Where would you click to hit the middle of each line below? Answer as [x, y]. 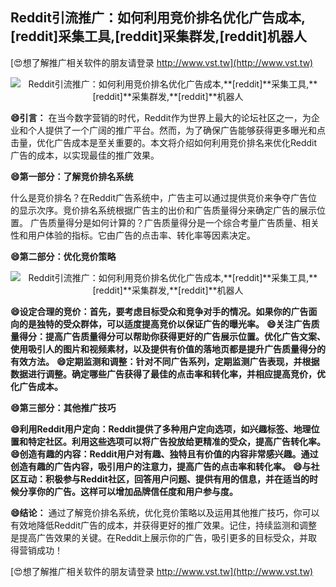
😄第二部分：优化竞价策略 [63, 256]
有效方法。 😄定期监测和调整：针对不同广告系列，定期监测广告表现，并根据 [165, 361]
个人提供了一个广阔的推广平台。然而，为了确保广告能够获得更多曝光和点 [176, 130]
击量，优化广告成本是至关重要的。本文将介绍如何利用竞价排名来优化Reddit [164, 142]
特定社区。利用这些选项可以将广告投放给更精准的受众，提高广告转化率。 [176, 441]
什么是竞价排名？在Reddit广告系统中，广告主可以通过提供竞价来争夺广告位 [164, 197]
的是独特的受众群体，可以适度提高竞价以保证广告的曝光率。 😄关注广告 [165, 324]
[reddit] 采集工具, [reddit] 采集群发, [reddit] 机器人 [158, 36]
